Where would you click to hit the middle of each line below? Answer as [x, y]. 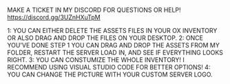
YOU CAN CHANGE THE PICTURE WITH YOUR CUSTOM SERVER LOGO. [110, 74]
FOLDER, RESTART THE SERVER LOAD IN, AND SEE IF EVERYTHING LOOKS [115, 52]
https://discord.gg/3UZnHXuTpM [54, 17]
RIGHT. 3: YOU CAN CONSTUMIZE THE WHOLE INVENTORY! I [96, 60]
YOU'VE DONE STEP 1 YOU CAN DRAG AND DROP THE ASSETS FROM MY [114, 45]
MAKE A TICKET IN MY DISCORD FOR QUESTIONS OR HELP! [94, 10]
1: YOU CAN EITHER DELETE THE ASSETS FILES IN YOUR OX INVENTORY [112, 31]
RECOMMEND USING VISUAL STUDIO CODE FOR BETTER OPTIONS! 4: [109, 67]
